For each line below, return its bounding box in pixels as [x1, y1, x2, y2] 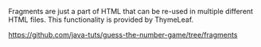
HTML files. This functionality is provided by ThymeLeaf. [8, 15, 194, 24]
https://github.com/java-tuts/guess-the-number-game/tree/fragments [8, 31, 238, 39]
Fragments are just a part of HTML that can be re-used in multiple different [8, 7, 253, 16]
